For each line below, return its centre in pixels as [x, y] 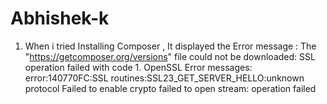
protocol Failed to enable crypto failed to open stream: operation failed [170, 88]
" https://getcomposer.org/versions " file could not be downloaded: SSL [170, 56]
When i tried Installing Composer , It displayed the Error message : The [170, 46]
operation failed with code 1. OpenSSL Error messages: [138, 67]
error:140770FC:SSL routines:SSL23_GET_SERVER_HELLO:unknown [164, 78]
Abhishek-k [60, 18]
